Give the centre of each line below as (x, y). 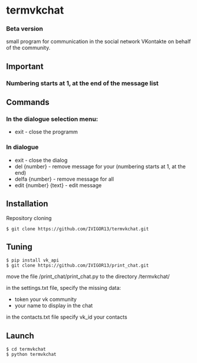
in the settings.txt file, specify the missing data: (64, 288)
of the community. (28, 48)
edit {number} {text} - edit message (58, 185)
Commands (28, 102)
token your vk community (45, 299)
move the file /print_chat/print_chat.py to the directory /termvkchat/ (88, 277)
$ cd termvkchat (26, 349)
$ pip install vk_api (33, 260)
